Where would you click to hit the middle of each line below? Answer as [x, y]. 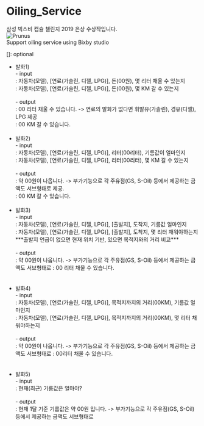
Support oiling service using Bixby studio [58, 42]
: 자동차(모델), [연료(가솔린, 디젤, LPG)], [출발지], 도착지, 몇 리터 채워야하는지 [107, 232]
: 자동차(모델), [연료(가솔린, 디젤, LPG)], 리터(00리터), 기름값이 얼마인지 [100, 152]
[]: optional [20, 54]
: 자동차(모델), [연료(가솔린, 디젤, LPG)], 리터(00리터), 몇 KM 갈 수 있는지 [102, 160]
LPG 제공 [26, 117]
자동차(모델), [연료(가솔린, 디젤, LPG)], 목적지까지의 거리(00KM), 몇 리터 [104, 317]
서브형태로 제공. [45, 188]
